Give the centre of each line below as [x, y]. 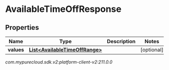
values [16, 50]
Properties [22, 28]
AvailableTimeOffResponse [63, 9]
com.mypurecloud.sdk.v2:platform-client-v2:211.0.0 [59, 62]
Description [121, 41]
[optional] [152, 50]
